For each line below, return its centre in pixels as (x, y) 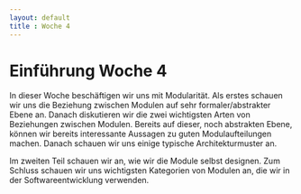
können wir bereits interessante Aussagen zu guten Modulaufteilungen (141, 134)
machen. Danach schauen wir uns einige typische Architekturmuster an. (143, 143)
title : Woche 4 (40, 26)
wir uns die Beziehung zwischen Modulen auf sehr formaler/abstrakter (140, 106)
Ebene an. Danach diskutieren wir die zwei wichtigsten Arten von (130, 115)
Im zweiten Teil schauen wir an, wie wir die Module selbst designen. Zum (145, 161)
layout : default (40, 18)
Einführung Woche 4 (88, 71)
